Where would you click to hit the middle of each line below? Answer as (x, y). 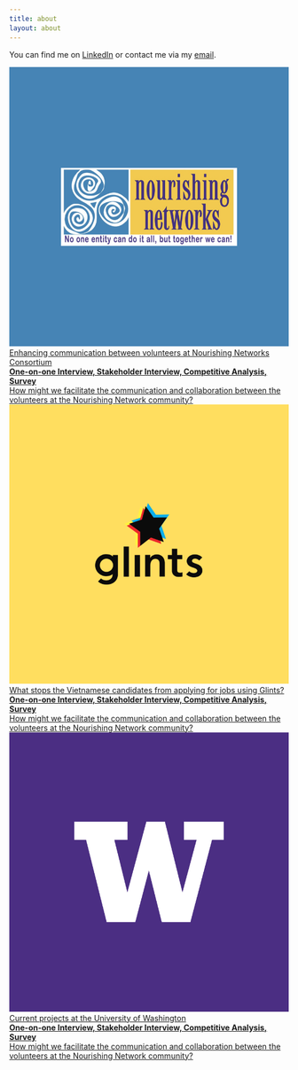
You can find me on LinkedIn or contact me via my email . (113, 54)
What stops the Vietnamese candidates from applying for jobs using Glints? (147, 690)
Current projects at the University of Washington (98, 1018)
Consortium (31, 362)
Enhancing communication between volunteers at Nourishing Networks (140, 352)
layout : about (35, 28)
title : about (33, 19)
